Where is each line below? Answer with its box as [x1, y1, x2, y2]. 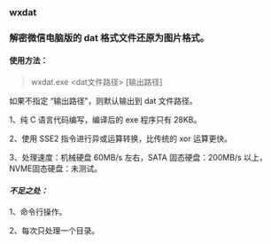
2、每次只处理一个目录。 [9, 225, 100, 236]
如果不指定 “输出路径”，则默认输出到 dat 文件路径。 [9, 96, 197, 106]
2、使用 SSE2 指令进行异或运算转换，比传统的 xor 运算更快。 [9, 133, 233, 144]
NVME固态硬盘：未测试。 [9, 163, 103, 174]
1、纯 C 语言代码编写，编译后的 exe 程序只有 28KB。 [9, 114, 202, 125]
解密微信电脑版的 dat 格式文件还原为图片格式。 [9, 31, 210, 43]
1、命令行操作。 [9, 207, 67, 217]
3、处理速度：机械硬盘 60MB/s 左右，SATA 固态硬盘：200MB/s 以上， [9, 153, 267, 163]
